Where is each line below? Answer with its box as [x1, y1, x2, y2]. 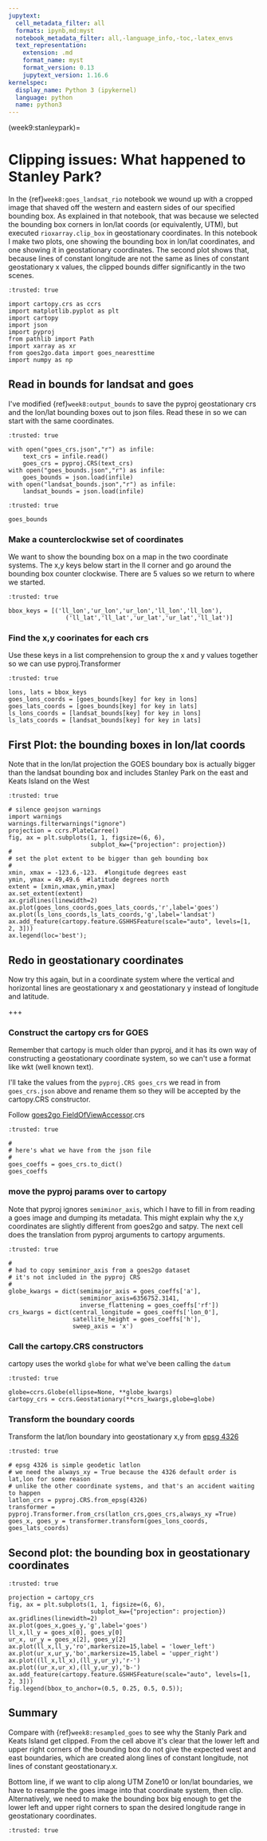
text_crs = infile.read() [22, 452, 109, 460]
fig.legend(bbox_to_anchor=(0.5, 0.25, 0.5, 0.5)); [8, 1684, 183, 1693]
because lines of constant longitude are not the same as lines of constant [8, 253, 249, 264]
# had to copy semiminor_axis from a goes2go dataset [8, 1266, 191, 1274]
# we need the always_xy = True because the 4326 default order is [8, 1468, 238, 1476]
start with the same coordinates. [8, 416, 115, 425]
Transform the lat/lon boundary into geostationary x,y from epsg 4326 [8, 1432, 239, 1441]
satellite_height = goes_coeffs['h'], [72, 1315, 202, 1323]
